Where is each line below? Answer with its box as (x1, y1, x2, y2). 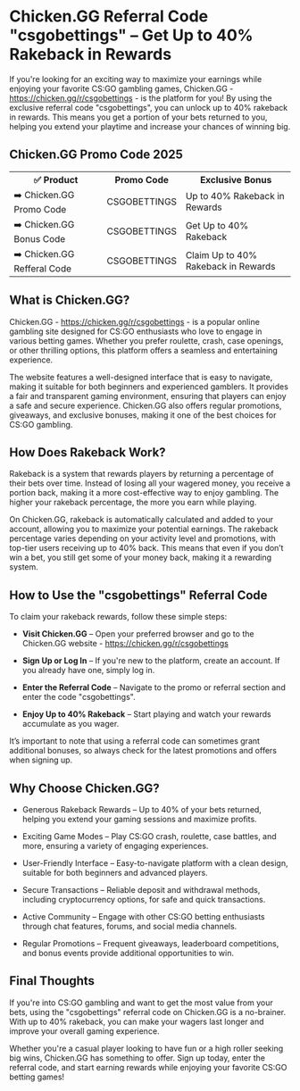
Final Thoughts (9, 973, 96, 988)
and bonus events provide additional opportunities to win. (21, 948, 235, 958)
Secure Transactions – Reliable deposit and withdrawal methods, (21, 885, 261, 895)
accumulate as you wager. (21, 719, 120, 729)
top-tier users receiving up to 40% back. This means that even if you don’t (9, 543, 284, 554)
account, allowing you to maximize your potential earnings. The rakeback (9, 524, 279, 535)
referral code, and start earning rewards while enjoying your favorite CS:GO (9, 1062, 287, 1072)
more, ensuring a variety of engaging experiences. (21, 841, 209, 851)
